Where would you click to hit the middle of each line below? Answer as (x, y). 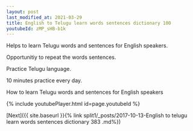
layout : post (23, 12)
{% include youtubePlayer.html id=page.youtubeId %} (73, 104)
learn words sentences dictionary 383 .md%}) (64, 122)
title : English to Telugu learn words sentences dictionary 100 (89, 23)
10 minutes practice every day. (44, 81)
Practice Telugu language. (39, 69)
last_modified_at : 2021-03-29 (44, 17)
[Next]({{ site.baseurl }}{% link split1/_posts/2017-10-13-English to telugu (97, 115)
